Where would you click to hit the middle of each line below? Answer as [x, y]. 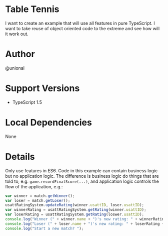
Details [20, 156]
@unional [15, 68]
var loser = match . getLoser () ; [38, 200]
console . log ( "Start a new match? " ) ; [44, 228]
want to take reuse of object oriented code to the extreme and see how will [82, 28]
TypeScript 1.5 [27, 102]
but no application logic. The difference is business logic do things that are [82, 176]
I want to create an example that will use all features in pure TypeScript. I [80, 23]
